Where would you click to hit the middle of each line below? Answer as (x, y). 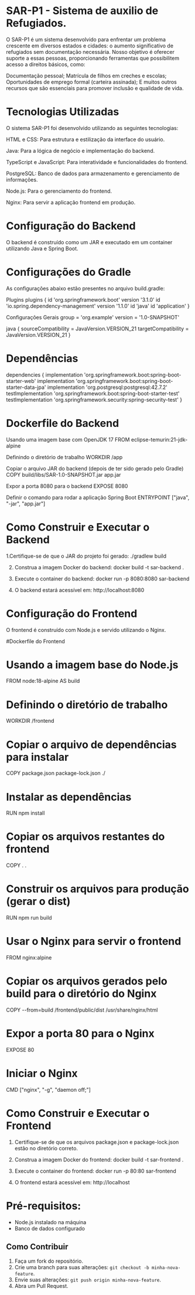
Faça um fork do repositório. (49, 1261)
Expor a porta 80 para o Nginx (80, 1033)
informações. (22, 179)
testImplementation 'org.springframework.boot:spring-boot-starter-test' (93, 393)
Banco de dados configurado (50, 1228)
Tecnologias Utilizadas (63, 112)
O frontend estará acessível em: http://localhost (72, 1182)
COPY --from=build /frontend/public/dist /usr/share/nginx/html (82, 1010)
